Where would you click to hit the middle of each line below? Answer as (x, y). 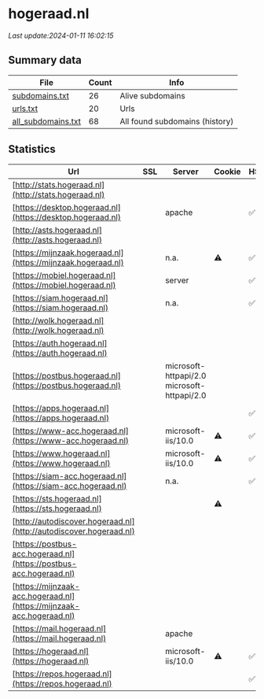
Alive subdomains (153, 95)
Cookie (227, 172)
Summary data (45, 60)
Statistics (32, 149)
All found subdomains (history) (177, 121)
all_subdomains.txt (46, 121)
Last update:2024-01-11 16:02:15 (61, 35)
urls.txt (25, 109)
